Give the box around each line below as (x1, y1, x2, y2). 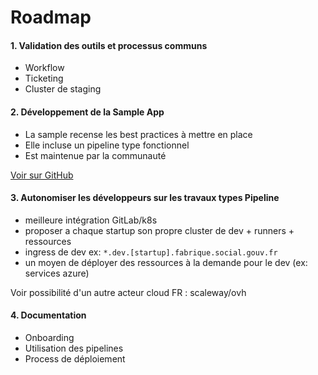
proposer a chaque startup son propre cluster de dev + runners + (24, 224, 295, 236)
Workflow (24, 62, 65, 74)
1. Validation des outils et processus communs (10, 39, 208, 51)
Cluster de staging (24, 83, 102, 95)
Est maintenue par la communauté (24, 149, 167, 161)
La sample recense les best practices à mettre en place (24, 128, 253, 140)
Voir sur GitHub (10, 169, 74, 181)
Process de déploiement (24, 353, 126, 365)
